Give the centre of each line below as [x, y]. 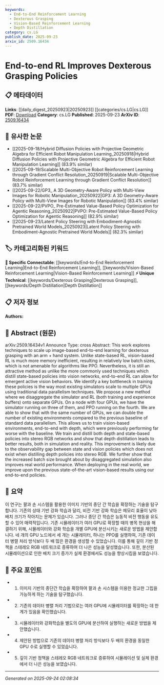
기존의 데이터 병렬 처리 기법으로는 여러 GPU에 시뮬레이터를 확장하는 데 [86, 605]
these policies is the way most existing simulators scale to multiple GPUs [78, 387]
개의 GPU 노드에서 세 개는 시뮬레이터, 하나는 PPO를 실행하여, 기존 [83, 535]
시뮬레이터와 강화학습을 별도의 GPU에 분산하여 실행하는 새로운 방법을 [85, 623]
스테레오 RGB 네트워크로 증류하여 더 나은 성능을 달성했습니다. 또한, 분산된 [84, 547]
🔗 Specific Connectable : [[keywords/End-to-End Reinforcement [70, 263]
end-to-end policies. [26, 475]
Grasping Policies [41, 76]
